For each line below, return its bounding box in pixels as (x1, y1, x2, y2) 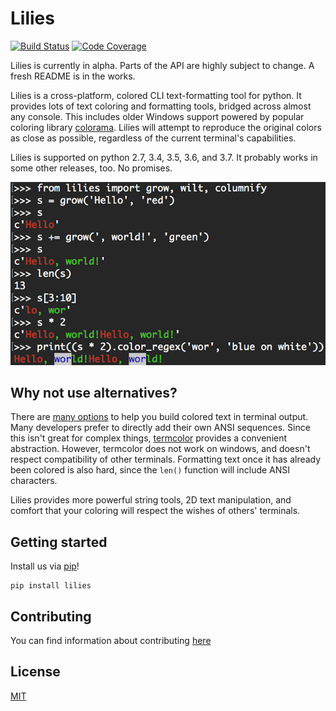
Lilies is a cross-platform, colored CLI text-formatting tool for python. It (10, 89, 302, 101)
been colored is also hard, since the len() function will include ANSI (10, 464, 291, 476)
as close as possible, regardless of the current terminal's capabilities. (10, 132, 297, 144)
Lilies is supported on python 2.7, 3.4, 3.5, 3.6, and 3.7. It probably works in (10, 151, 318, 163)
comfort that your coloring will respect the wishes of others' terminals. (10, 505, 301, 517)
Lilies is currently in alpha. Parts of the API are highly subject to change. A (10, 59, 315, 71)
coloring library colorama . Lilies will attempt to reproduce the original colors (10, 121, 322, 133)
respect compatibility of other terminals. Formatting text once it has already (10, 453, 322, 466)
